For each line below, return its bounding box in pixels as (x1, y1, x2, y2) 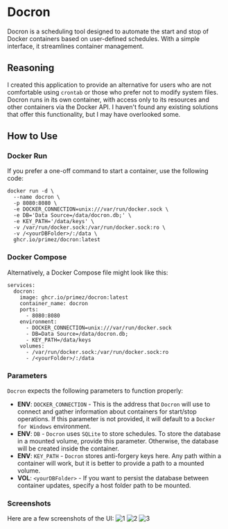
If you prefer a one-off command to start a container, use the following (7, 167, 209, 175)
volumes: (19, 342, 45, 350)
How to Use (7, 130, 58, 143)
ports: (19, 306, 39, 313)
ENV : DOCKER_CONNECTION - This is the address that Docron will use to (17, 400, 211, 409)
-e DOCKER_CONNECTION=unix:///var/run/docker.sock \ (13, 206, 169, 213)
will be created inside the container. (17, 444, 119, 453)
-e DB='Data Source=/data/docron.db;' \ (13, 212, 132, 219)
